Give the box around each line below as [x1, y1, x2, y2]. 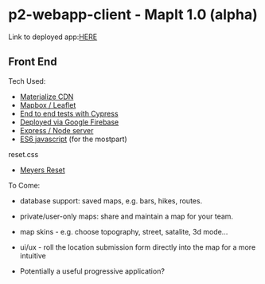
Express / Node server [19, 125, 94, 135]
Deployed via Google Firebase [19, 117, 119, 127]
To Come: [8, 180, 41, 190]
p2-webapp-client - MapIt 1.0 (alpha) [8, 6, 258, 24]
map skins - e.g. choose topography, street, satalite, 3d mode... [19, 227, 228, 236]
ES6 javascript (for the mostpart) [19, 134, 127, 144]
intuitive [19, 250, 46, 260]
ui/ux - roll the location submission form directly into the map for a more [19, 242, 256, 252]
